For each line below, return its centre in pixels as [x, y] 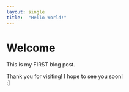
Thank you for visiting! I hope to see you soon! [65, 76]
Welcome [31, 48]
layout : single [26, 12]
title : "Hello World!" [37, 18]
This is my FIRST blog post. [41, 65]
